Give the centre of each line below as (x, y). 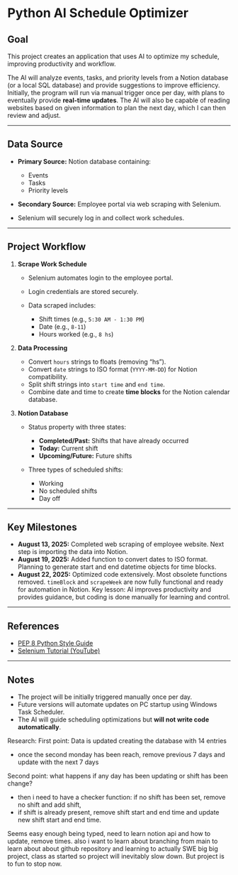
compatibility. (48, 376)
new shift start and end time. (59, 820)
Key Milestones (42, 527)
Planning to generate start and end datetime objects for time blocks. (117, 567)
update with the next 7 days (58, 762)
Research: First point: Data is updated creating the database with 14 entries (117, 741)
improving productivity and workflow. (62, 64)
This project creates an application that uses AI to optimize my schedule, (113, 56)
